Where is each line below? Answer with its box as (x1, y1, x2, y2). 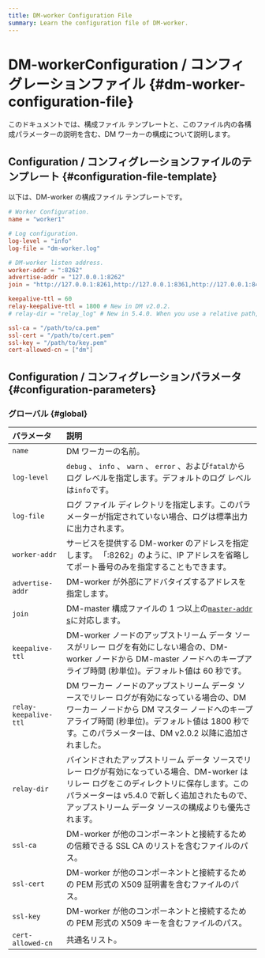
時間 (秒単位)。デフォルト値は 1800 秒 (97, 715, 242, 726)
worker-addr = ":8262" (8, 266, 83, 274)
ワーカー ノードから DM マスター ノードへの (65, 703, 230, 714)
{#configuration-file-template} (62, 169, 218, 183)
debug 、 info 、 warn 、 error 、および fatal (65, 460, 230, 471)
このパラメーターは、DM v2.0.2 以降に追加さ (81, 727, 249, 738)
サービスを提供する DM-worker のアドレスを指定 (65, 537, 249, 548)
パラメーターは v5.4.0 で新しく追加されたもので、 (65, 789, 252, 801)
